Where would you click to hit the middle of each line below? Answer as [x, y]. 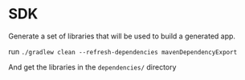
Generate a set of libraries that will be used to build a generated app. [122, 36]
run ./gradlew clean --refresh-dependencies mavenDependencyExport [123, 51]
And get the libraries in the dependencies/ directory [92, 67]
